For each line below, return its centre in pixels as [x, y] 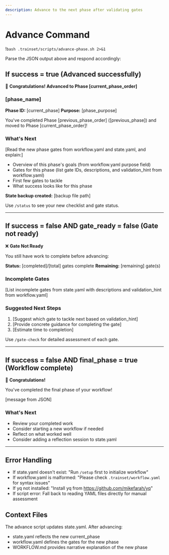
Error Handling [28, 460]
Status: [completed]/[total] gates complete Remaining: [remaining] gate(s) [83, 266]
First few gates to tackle [37, 180]
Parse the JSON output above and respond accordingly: [63, 58]
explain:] [14, 154]
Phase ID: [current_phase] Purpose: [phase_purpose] [61, 110]
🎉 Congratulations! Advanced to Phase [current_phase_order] [71, 87]
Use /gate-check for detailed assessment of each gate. [62, 340]
